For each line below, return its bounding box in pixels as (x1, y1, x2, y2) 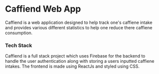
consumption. (5, 30, 33, 36)
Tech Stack (5, 42, 33, 49)
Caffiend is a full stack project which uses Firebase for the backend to (5, 53, 145, 59)
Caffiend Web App (5, 3, 81, 15)
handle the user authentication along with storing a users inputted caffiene (5, 58, 155, 64)
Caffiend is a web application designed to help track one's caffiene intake (5, 19, 153, 25)
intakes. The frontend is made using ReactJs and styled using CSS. (5, 63, 140, 69)
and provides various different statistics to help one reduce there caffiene (5, 24, 153, 30)
